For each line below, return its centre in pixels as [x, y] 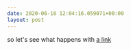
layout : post [26, 20]
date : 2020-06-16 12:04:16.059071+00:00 [66, 13]
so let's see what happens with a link [59, 39]
